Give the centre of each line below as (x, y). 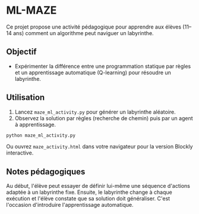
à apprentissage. (35, 124)
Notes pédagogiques (46, 171)
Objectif (21, 52)
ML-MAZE (31, 10)
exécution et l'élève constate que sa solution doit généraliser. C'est (88, 199)
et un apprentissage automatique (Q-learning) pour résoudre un (93, 73)
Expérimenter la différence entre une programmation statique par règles (103, 66)
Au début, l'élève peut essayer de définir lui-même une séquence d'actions (98, 186)
